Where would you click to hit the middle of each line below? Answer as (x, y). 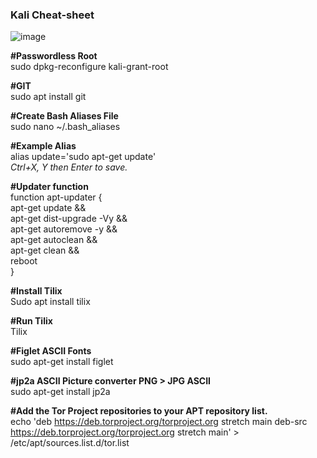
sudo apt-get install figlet (62, 362)
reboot (24, 261)
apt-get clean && (45, 250)
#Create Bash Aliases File (64, 116)
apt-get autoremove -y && (64, 229)
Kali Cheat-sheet (52, 15)
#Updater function (49, 187)
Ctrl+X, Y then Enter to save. (69, 167)
